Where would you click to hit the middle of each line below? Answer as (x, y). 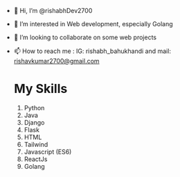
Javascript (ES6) (48, 152)
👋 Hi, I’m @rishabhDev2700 (53, 11)
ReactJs (36, 159)
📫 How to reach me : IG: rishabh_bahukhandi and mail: (92, 51)
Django (34, 122)
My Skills (40, 89)
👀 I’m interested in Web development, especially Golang (93, 24)
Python (34, 107)
